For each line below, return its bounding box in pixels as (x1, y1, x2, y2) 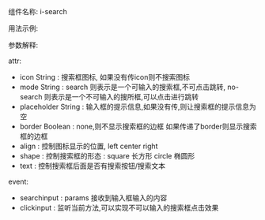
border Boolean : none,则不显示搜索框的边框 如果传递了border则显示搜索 (19, 121, 257, 131)
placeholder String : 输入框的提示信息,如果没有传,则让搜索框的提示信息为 (19, 102, 256, 111)
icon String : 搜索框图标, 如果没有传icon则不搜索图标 (19, 73, 190, 81)
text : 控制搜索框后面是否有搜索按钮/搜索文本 (19, 161, 166, 170)
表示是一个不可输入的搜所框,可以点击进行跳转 (51, 92, 199, 101)
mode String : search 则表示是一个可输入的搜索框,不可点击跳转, (19, 82, 226, 91)
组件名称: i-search (8, 7, 67, 16)
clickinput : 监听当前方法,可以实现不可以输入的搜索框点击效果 (19, 203, 219, 212)
